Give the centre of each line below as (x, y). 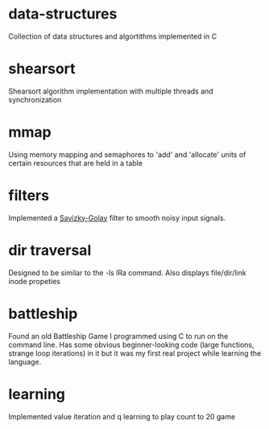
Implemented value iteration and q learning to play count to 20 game (122, 416)
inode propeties (34, 281)
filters (29, 196)
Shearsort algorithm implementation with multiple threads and (111, 91)
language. (25, 361)
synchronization (35, 99)
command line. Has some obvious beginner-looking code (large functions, (131, 344)
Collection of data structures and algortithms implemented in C (113, 36)
